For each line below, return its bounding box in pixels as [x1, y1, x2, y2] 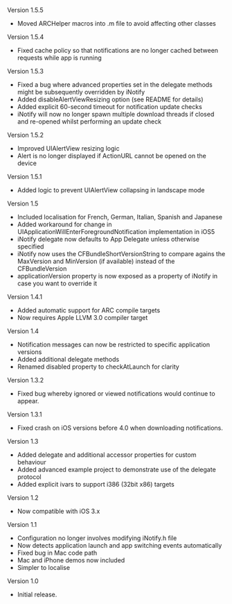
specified [17, 242, 44, 251]
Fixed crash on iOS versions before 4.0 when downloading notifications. [17, 423, 224, 432]
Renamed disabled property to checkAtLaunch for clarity [17, 362, 180, 371]
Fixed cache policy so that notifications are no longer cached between [17, 47, 219, 54]
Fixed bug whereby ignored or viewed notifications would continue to [17, 389, 216, 398]
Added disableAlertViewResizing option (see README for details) [17, 95, 204, 103]
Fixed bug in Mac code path [17, 548, 98, 557]
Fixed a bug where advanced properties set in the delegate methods [17, 81, 213, 89]
